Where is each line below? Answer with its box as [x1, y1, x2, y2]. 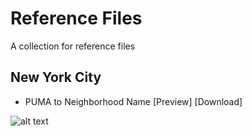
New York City [10, 69, 102, 86]
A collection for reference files [10, 40, 136, 52]
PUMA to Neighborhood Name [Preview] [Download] [24, 95, 243, 107]
